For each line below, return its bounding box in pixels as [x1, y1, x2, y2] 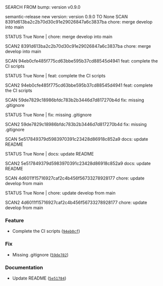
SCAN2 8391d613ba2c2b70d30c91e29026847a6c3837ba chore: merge [5, 43, 151, 49]
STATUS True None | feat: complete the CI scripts [5, 73, 106, 78]
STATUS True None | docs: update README [5, 151, 94, 157]
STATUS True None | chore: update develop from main [5, 190, 116, 196]
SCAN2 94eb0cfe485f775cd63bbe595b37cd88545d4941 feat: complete [5, 82, 153, 88]
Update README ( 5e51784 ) [12, 275, 66, 281]
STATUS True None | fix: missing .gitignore [5, 112, 92, 118]
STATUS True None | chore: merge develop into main [5, 34, 113, 39]
